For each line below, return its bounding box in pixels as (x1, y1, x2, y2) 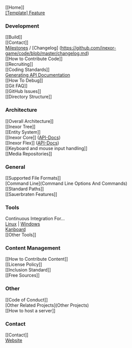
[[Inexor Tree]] (5, 123, 36, 130)
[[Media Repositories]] (5, 151, 52, 157)
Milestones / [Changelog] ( (5, 45, 61, 51)
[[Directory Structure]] (5, 94, 52, 100)
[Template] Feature (5, 10, 45, 16)
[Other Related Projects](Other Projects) (5, 302, 89, 308)
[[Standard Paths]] (5, 186, 44, 192)
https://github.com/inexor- (60, 45, 116, 51)
